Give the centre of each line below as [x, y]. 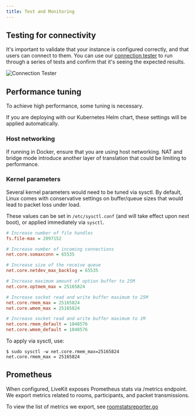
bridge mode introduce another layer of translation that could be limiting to [96, 158]
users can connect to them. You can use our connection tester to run [90, 56]
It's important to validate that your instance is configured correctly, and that [97, 49]
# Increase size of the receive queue [53, 265]
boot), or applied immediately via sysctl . [55, 222]
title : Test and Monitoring [41, 11]
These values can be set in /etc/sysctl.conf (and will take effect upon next [98, 216]
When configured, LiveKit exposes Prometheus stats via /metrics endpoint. [97, 389]
